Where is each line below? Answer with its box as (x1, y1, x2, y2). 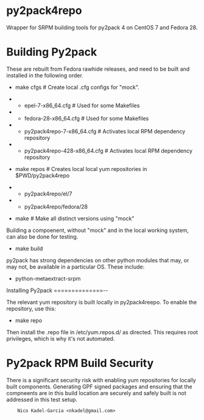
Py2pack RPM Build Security (6, 357, 154, 370)
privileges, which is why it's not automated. (6, 335, 115, 342)
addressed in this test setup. (6, 396, 78, 403)
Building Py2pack (6, 45, 97, 59)
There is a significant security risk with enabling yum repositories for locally (6, 376, 196, 383)
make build (15, 245, 43, 252)
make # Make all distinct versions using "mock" (15, 214, 135, 222)
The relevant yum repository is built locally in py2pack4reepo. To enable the (6, 298, 197, 306)
